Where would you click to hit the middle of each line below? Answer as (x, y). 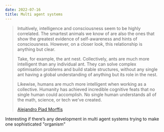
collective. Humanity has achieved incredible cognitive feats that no (86, 89)
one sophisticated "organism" (35, 124)
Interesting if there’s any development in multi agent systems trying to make (82, 119)
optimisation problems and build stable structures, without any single (87, 69)
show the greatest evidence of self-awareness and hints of (77, 39)
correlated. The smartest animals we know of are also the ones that (86, 33)
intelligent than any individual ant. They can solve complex (77, 64)
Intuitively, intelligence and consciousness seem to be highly (79, 28)
